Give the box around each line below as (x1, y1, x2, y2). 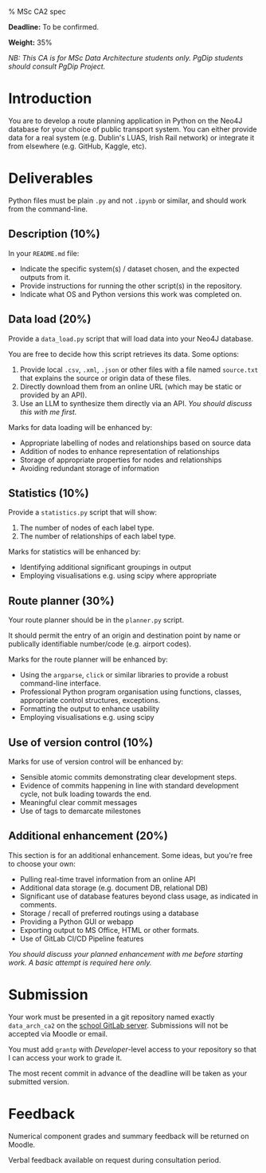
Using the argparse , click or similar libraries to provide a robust (19, 670, 229, 680)
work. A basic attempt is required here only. (8, 958, 152, 967)
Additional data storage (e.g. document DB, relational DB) (19, 883, 209, 892)
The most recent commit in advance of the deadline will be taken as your (8, 1068, 248, 1078)
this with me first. (19, 407, 77, 417)
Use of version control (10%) (8, 736, 154, 749)
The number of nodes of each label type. (19, 523, 155, 533)
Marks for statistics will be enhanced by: (8, 547, 141, 557)
